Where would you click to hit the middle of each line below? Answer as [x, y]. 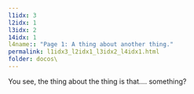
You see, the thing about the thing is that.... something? [97, 81]
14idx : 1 [22, 37]
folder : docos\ [33, 60]
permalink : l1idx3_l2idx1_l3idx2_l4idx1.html [84, 52]
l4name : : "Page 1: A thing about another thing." [91, 45]
